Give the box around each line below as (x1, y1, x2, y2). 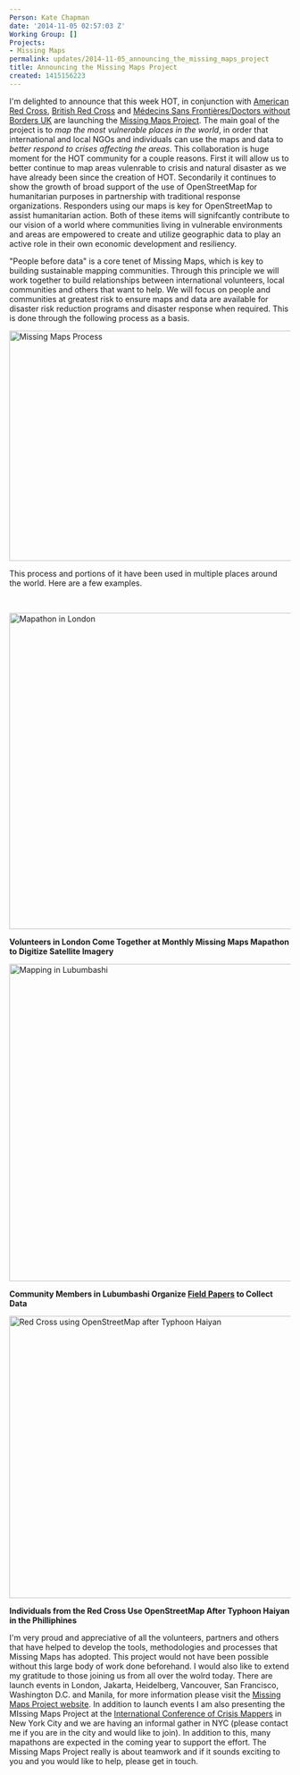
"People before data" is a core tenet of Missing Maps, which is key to (9, 256, 263, 266)
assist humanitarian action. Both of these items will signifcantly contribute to (9, 209, 290, 220)
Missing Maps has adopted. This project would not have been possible (9, 1651, 270, 1661)
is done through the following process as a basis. (9, 312, 190, 323)
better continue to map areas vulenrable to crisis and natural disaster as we (9, 162, 287, 173)
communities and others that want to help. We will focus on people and (9, 283, 271, 295)
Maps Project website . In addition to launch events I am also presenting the (9, 1698, 286, 1709)
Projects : (9, 38, 46, 47)
